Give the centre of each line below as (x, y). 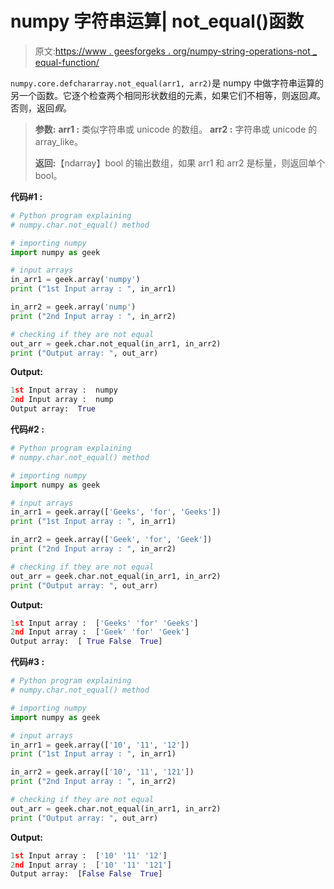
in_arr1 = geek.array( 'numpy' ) (75, 280)
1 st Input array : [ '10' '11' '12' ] (89, 855)
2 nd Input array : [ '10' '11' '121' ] (91, 865)
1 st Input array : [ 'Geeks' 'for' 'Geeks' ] (104, 623)
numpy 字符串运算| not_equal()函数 (157, 21)
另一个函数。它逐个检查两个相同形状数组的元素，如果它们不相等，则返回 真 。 (168, 95)
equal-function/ (67, 62)
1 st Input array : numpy (64, 390)
